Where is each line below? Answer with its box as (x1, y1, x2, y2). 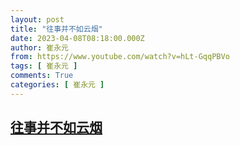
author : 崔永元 (10, 42, 69, 53)
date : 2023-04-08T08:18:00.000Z (10, 33, 145, 43)
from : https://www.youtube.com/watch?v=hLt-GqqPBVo (10, 52, 230, 62)
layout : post (10, 14, 65, 25)
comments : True (10, 71, 74, 81)
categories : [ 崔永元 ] (10, 80, 105, 90)
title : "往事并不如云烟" (10, 24, 103, 34)
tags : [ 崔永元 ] (10, 61, 78, 71)
